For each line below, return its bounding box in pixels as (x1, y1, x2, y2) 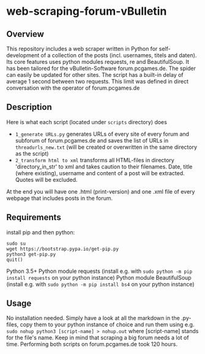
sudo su (6, 240, 26, 246)
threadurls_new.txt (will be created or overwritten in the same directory (15, 143, 198, 151)
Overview (6, 29, 45, 39)
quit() (6, 256, 23, 262)
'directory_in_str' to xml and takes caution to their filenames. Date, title (15, 163, 193, 170)
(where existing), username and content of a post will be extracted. (15, 169, 185, 176)
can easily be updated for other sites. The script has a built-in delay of (6, 71, 184, 78)
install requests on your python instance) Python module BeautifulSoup (6, 273, 192, 281)
